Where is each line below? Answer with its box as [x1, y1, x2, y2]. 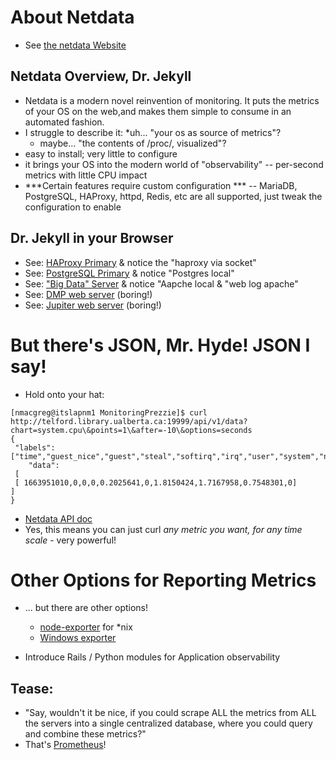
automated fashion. [24, 116, 105, 128]
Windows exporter [39, 632, 117, 644]
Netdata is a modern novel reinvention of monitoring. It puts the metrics [24, 94, 320, 106]
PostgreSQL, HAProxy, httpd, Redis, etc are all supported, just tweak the [24, 190, 323, 202]
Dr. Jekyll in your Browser [10, 230, 174, 247]
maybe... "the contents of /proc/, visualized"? [39, 137, 227, 149]
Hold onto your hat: [24, 388, 105, 400]
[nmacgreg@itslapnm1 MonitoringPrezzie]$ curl [10, 407, 208, 418]
